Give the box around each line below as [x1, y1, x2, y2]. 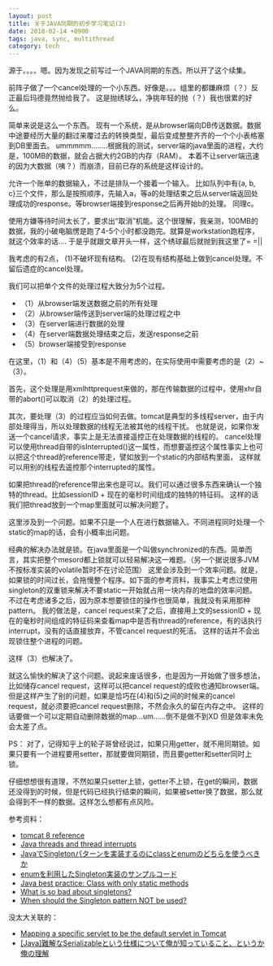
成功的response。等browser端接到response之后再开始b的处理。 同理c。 [15, 199, 258, 208]
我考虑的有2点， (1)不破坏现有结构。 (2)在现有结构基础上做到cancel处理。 [8, 254, 256, 264]
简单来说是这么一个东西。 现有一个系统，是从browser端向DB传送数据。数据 [8, 120, 262, 130]
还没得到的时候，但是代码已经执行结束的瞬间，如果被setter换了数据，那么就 [8, 787, 263, 797]
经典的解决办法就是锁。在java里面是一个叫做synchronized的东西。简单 [8, 544, 245, 554]
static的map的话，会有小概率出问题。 [8, 527, 134, 537]
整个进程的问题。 [29, 636, 87, 646]
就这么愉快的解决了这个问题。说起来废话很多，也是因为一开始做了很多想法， [8, 671, 265, 680]
